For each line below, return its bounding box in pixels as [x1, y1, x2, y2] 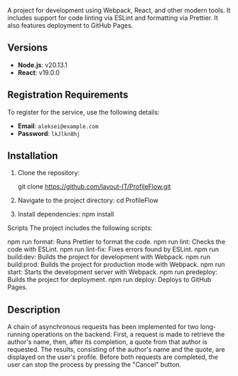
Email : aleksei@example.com [17, 121, 99, 130]
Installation [7, 150, 58, 162]
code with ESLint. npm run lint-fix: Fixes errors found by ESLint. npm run [7, 245, 219, 254]
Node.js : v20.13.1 [17, 61, 67, 69]
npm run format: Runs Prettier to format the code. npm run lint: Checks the [7, 238, 226, 246]
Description [7, 303, 60, 315]
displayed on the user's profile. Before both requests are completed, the [7, 352, 219, 362]
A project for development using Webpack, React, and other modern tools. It [7, 6, 231, 14]
